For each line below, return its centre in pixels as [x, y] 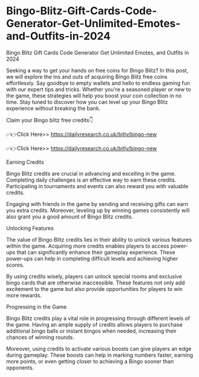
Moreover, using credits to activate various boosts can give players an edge [99, 349]
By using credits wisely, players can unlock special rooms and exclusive [94, 276]
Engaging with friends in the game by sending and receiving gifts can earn [97, 204]
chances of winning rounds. [40, 337]
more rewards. [24, 295]
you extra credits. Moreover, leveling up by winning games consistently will [98, 210]
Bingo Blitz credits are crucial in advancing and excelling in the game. [91, 173]
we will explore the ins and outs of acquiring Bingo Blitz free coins [87, 77]
